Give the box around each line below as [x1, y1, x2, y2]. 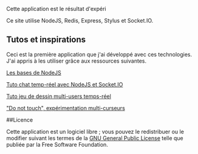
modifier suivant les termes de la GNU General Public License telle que [6, 134, 183, 142]
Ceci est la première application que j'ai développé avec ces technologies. [6, 51, 193, 58]
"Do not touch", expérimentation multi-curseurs [6, 104, 126, 111]
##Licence [6, 116, 33, 124]
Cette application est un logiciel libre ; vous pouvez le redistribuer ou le [6, 128, 184, 135]
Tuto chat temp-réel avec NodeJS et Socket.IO [6, 80, 123, 88]
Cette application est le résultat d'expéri [6, 5, 106, 12]
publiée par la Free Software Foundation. [6, 141, 108, 148]
